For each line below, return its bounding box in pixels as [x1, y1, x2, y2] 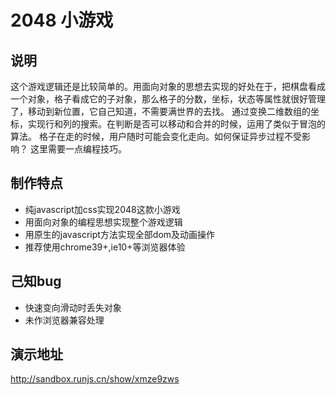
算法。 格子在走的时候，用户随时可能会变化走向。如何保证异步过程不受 [10, 131, 302, 142]
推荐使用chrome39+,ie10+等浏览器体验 [24, 241, 186, 253]
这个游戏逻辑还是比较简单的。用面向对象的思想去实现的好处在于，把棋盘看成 [10, 81, 326, 92]
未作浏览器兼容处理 [24, 314, 105, 326]
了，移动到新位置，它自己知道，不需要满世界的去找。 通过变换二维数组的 [10, 106, 311, 117]
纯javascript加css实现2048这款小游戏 [24, 203, 181, 215]
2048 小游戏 [10, 9, 114, 32]
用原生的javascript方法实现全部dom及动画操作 [24, 228, 216, 240]
